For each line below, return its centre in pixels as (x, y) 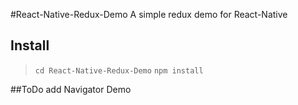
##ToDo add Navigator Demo (71, 89)
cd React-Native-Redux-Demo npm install (119, 70)
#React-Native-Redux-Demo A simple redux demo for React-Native (149, 14)
